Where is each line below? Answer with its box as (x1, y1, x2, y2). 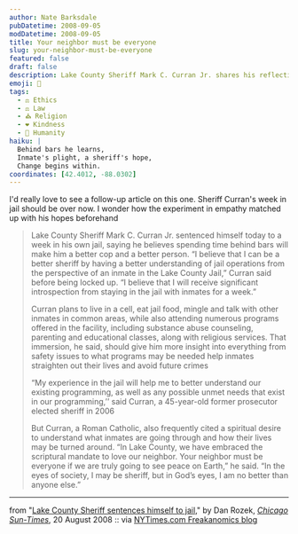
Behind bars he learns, (17, 145, 105, 153)
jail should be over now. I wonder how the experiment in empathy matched (9, 203, 281, 214)
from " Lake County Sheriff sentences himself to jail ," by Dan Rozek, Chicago (9, 505, 288, 515)
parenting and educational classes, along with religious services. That (30, 332, 286, 342)
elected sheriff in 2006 (30, 405, 115, 417)
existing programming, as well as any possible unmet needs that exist (30, 387, 286, 397)
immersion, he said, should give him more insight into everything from (30, 342, 286, 352)
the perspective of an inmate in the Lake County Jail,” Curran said (30, 268, 272, 279)
